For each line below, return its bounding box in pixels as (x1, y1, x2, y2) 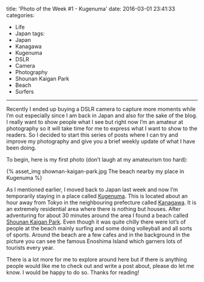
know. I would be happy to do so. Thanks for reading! (6, 269, 140, 276)
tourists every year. (6, 244, 55, 251)
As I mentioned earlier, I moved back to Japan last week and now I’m (6, 186, 178, 193)
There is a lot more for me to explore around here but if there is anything (6, 256, 187, 263)
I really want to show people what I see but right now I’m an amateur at (6, 119, 183, 125)
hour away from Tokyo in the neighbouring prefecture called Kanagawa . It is (6, 199, 197, 206)
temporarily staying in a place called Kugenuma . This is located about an (6, 193, 188, 199)
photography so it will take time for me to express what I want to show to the (6, 125, 197, 132)
